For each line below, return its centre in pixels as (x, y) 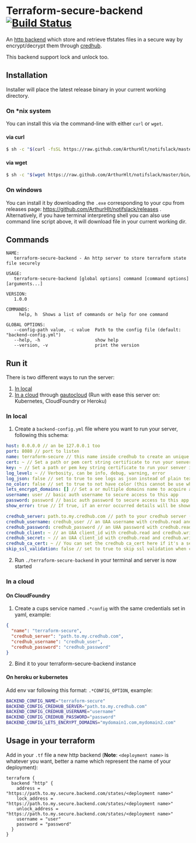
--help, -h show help (66, 340)
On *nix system (29, 111)
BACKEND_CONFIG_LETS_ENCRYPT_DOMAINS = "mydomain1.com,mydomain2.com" (91, 723)
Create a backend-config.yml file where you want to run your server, (96, 429)
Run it (17, 363)
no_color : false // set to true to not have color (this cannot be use (95, 484)
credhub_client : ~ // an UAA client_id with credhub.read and (83, 533)
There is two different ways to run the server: (60, 377)
